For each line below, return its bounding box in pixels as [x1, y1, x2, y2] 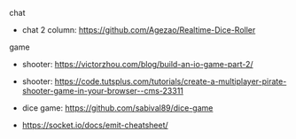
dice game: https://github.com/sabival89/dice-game [21, 103, 214, 113]
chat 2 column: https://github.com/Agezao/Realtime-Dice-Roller [21, 25, 256, 35]
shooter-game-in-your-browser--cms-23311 [21, 86, 184, 96]
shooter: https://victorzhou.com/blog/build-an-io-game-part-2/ [21, 59, 254, 69]
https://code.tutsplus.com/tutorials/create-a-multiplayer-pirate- [54, 76, 287, 87]
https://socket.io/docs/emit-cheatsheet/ [21, 120, 168, 130]
